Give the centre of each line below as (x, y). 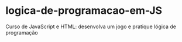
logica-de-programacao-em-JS (84, 11)
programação (22, 32)
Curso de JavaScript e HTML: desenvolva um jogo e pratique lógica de (91, 26)
